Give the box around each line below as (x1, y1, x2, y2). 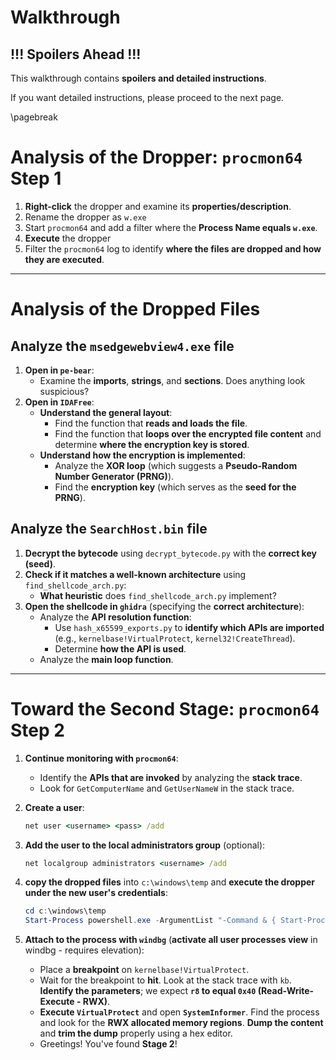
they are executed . (24, 253, 105, 265)
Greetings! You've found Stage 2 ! (39, 1038, 178, 1050)
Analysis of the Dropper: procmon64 (10, 146, 303, 169)
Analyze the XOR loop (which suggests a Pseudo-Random (54, 459, 298, 471)
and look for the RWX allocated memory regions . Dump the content (39, 1017, 324, 1029)
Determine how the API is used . (54, 642, 187, 655)
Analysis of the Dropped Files (10, 298, 261, 321)
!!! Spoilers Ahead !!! (10, 46, 142, 63)
